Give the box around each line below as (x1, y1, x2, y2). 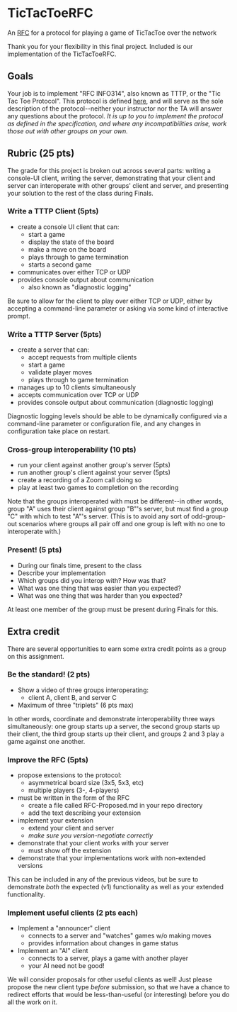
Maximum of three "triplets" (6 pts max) (17, 701, 134, 709)
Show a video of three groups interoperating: (17, 686, 149, 694)
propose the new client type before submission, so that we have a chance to (7, 983, 230, 991)
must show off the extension (28, 846, 112, 855)
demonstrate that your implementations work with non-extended (17, 854, 207, 862)
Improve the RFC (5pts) (7, 755, 88, 764)
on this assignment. (7, 652, 65, 660)
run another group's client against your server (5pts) (17, 468, 171, 477)
